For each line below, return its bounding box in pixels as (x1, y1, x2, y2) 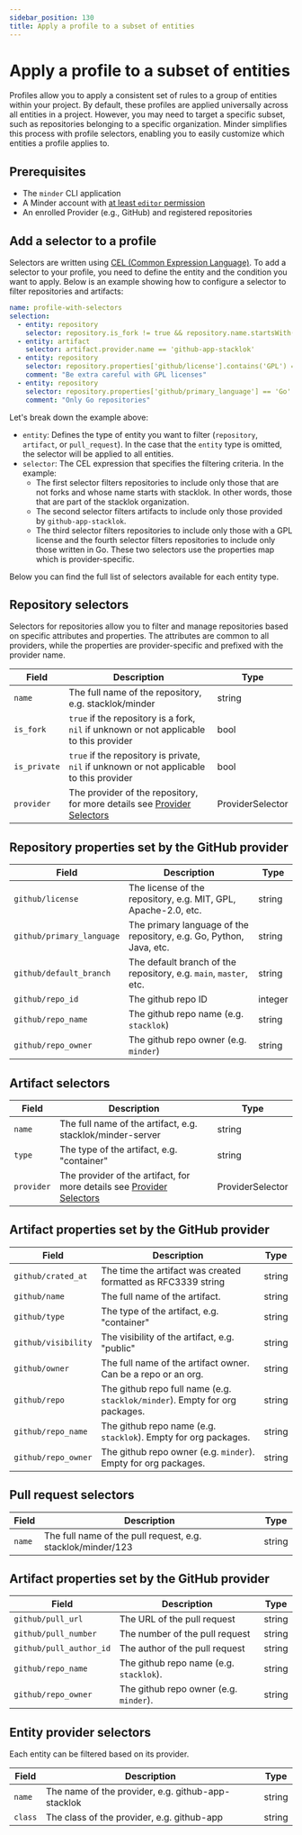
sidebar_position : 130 (9, 13, 94, 23)
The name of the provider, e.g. (45, 1785, 173, 1798)
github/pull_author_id (13, 1643, 111, 1654)
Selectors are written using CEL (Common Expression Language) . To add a (9, 258, 287, 268)
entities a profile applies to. (9, 138, 110, 149)
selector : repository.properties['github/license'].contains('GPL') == (25, 362, 299, 371)
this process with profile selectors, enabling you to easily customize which (9, 128, 285, 140)
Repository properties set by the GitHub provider (9, 840, 289, 855)
